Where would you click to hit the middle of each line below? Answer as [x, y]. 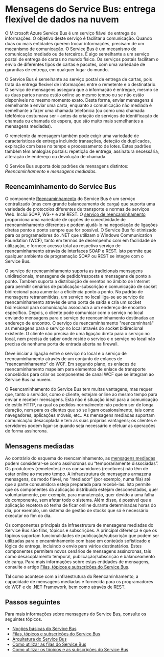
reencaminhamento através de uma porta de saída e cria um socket [73, 302]
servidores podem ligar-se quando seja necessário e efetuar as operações [80, 426]
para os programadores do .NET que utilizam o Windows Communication [79, 235]
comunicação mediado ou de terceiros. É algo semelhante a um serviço [77, 54]
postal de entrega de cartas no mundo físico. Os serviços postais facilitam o [82, 59]
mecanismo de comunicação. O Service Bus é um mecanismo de [71, 49]
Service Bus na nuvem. [28, 379]
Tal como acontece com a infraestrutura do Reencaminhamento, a [72, 576]
